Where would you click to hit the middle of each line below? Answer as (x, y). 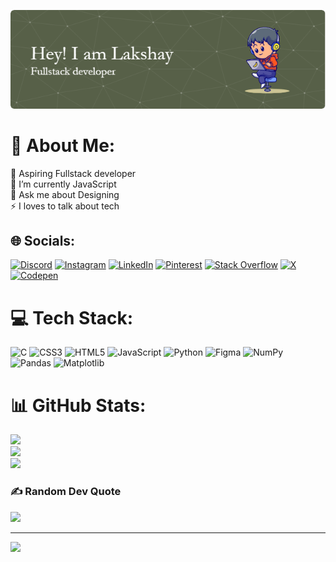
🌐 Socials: (43, 241)
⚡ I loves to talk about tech (65, 206)
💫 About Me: (63, 145)
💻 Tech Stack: (72, 317)
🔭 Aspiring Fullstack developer (73, 173)
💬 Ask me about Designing (65, 194)
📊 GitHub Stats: (78, 405)
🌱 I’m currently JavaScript (63, 184)
